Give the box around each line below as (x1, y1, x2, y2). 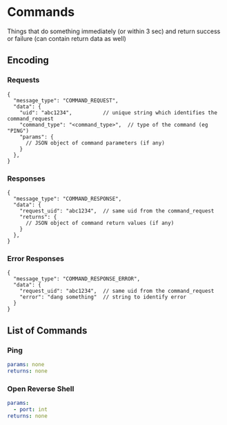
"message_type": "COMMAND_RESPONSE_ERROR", (13, 275, 140, 282)
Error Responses (7, 253, 64, 263)
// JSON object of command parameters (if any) (25, 139, 166, 146)
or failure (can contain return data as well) (7, 34, 126, 42)
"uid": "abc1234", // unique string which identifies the (19, 109, 217, 116)
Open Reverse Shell (7, 383, 75, 393)
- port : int (13, 406, 48, 413)
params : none (7, 361, 45, 368)
